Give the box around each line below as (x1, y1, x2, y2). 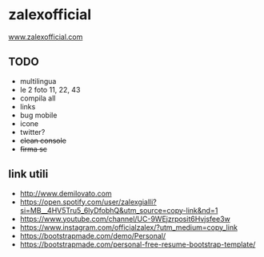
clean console (19, 136, 66, 145)
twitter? (19, 127, 46, 136)
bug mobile (19, 110, 58, 120)
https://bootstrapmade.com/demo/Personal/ (19, 231, 166, 240)
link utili (8, 168, 49, 181)
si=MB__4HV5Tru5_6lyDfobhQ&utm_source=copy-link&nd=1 (19, 205, 218, 215)
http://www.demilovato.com (19, 188, 112, 198)
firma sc (19, 144, 48, 153)
